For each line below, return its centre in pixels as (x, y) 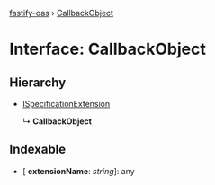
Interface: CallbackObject (108, 49)
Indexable (38, 150)
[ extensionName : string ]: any (78, 171)
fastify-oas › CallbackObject (62, 13)
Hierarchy (38, 82)
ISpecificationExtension (66, 104)
